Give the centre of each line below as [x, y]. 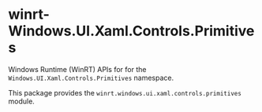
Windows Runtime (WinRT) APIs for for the [77, 69]
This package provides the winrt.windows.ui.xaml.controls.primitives [125, 92]
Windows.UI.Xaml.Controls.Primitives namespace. [91, 78]
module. [22, 101]
